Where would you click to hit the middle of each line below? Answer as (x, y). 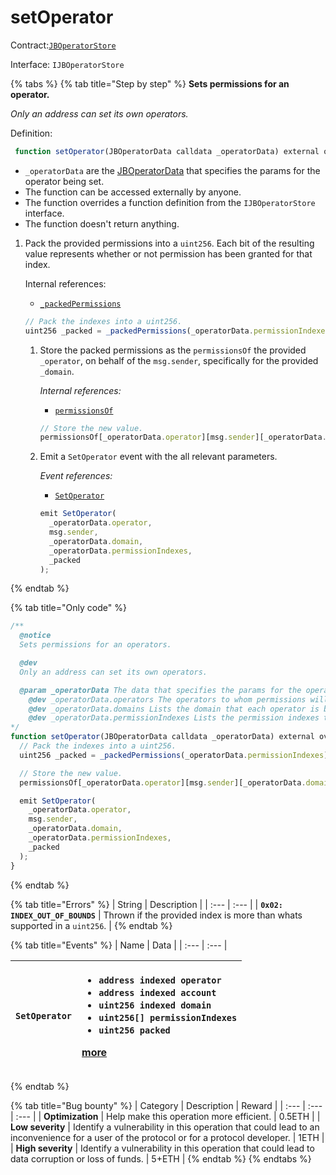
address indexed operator (160, 980)
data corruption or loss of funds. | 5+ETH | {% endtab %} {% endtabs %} (161, 1158)
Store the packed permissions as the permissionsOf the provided (173, 350)
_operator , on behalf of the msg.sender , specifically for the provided (179, 360)
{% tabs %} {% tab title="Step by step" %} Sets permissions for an (150, 83)
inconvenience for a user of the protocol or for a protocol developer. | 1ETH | (167, 1137)
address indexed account (157, 992)
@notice (35, 636)
